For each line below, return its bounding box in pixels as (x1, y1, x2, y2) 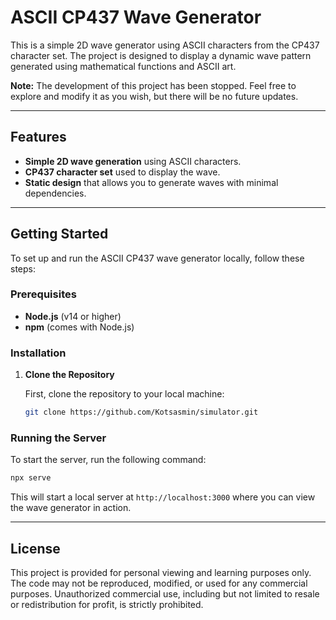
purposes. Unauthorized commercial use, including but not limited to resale (10, 588, 320, 600)
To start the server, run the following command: (10, 454, 207, 466)
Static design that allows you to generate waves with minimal (24, 176, 279, 188)
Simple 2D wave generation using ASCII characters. (24, 155, 242, 167)
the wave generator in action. (10, 502, 132, 514)
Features (10, 129, 67, 146)
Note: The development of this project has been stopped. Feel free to (10, 79, 297, 91)
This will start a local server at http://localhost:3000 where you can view (10, 491, 316, 503)
